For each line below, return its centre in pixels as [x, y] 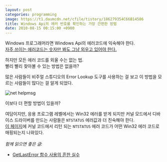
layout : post [19, 10]
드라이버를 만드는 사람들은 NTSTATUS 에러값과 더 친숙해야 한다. [74, 120]
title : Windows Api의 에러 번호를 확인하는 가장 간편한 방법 [61, 24]
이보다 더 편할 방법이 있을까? [33, 103]
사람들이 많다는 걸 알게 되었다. [44, 83]
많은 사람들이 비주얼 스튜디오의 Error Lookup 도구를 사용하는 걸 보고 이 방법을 [81, 77]
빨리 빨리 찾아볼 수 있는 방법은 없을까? [42, 66]
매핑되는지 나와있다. [24, 133]
